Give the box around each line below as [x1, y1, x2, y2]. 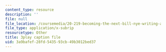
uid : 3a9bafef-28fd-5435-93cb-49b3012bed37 [5, 40, 96, 45]
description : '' [5, 12, 39, 17]
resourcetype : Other [5, 30, 48, 35]
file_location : [5, 21, 37, 26]
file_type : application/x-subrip [5, 26, 74, 31]
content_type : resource [5, 7, 54, 12]
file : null [5, 16, 28, 21]
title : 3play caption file [5, 35, 61, 40]
